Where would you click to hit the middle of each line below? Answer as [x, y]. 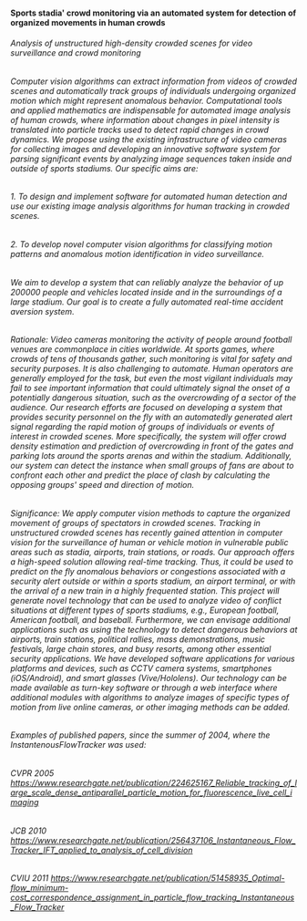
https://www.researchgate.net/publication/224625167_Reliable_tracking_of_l [153, 783]
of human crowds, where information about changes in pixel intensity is [145, 119]
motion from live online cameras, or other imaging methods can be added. [150, 707]
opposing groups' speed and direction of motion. [102, 485]
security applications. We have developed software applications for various [153, 658]
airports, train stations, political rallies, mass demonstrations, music [138, 639]
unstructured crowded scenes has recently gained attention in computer [147, 533]
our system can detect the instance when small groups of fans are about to [152, 466]
